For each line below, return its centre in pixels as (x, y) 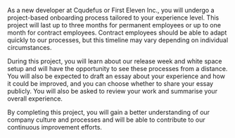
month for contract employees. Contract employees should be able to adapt (117, 32)
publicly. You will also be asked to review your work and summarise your (113, 91)
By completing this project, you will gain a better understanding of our (108, 112)
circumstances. (30, 48)
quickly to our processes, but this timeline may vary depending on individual (118, 40)
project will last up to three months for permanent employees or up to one (114, 25)
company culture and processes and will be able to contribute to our (106, 120)
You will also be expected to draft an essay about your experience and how (116, 76)
